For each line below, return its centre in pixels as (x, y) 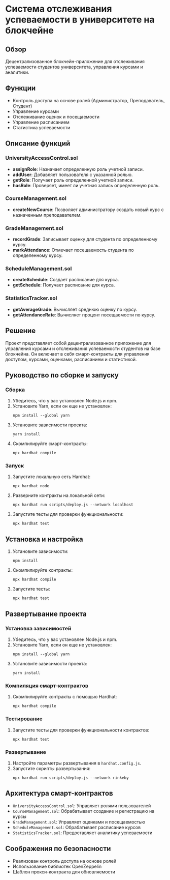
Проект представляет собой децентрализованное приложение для (78, 343)
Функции (21, 88)
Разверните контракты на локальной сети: (59, 495)
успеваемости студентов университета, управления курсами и (74, 67)
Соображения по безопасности (58, 849)
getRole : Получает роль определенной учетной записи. (73, 180)
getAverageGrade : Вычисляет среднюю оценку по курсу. (75, 309)
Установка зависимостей (38, 628)
